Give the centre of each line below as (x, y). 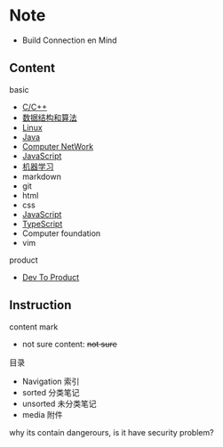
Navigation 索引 (51, 381)
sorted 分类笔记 (51, 392)
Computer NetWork (58, 146)
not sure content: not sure (69, 344)
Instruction (40, 305)
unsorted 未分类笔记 (59, 403)
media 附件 (42, 414)
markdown (42, 176)
